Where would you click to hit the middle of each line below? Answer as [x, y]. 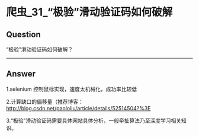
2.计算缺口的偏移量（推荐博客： [45, 101]
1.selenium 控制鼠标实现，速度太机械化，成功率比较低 [72, 89]
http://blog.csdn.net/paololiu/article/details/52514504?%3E [78, 108]
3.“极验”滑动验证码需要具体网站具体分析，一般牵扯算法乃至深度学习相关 [94, 120]
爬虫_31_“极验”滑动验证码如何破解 [89, 12]
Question [23, 34]
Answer [21, 74]
